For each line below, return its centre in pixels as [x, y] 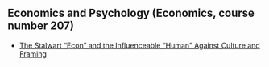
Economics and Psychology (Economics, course [131, 13]
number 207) [41, 26]
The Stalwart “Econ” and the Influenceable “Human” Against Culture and [140, 45]
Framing [33, 54]
